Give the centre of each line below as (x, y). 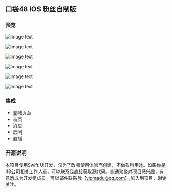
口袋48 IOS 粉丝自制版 (41, 9)
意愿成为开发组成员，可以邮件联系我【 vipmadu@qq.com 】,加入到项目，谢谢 (86, 178)
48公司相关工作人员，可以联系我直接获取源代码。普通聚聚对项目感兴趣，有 (85, 171)
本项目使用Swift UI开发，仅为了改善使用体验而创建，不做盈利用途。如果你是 (85, 165)
